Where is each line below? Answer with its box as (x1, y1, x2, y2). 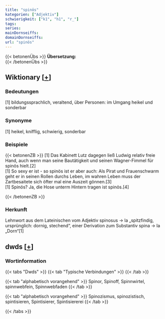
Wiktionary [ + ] (5, 73, 51, 82)
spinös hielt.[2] (5, 163, 36, 169)
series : (5, 26, 21, 31)
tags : (5, 21, 16, 26)
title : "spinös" (5, 7, 39, 12)
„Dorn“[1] (5, 228, 24, 234)
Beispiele (5, 141, 28, 148)
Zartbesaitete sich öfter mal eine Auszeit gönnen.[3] (5, 179, 112, 185)
